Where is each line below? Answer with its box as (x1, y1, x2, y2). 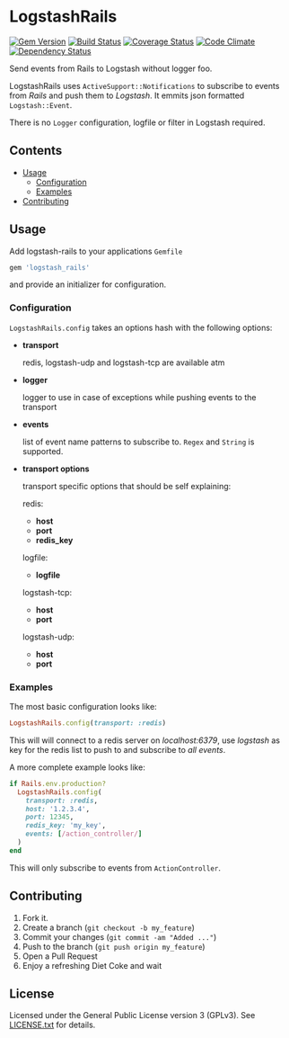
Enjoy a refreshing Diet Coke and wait (22, 960, 162, 971)
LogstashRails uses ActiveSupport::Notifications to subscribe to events (9, 80, 280, 91)
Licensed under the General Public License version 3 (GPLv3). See (9, 1010, 256, 1021)
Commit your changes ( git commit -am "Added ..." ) (22, 931, 217, 942)
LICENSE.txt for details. (9, 1019, 96, 1031)
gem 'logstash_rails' (9, 263, 91, 272)
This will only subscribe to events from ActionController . (9, 862, 222, 873)
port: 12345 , (25, 812, 74, 822)
